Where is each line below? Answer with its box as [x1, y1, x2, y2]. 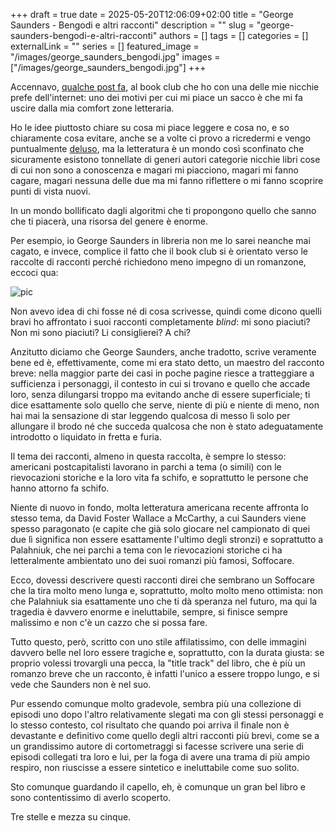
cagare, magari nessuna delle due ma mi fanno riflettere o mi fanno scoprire [10, 175, 324, 186]
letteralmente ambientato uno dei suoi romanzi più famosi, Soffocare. [10, 555, 295, 566]
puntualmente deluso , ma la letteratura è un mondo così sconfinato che [10, 143, 305, 154]
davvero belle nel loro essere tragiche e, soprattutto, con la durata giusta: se [10, 647, 325, 658]
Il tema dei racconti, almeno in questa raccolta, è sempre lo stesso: [10, 450, 287, 462]
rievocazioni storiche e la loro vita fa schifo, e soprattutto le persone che [10, 472, 309, 483]
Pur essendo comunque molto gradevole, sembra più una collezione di [10, 698, 302, 709]
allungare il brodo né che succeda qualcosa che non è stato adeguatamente [10, 420, 324, 432]
